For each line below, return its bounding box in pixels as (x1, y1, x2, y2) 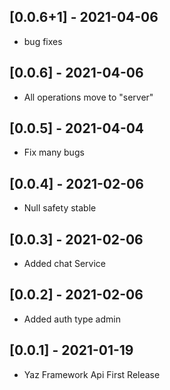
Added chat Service (23, 258, 106, 270)
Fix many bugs (23, 146, 85, 159)
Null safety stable (23, 202, 97, 214)
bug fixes (23, 35, 63, 47)
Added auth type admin (23, 313, 121, 325)
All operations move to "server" (23, 91, 154, 103)
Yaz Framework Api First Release (23, 368, 161, 380)
